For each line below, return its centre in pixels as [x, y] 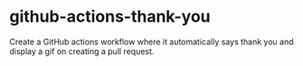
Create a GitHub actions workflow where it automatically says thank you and [151, 42]
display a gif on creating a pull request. [82, 51]
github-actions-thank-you [110, 17]
